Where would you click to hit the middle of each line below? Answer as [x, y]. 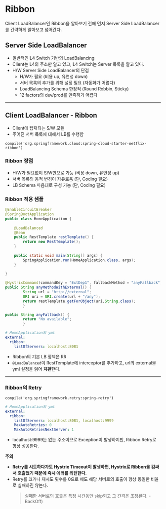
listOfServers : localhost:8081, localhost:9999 [64, 421]
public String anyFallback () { [37, 314]
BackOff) [34, 502]
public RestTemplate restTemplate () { [54, 237]
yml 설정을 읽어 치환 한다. [36, 369]
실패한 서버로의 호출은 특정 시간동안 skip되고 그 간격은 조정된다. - [88, 496]
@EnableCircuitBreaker [28, 210]
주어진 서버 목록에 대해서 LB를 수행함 [48, 134]
